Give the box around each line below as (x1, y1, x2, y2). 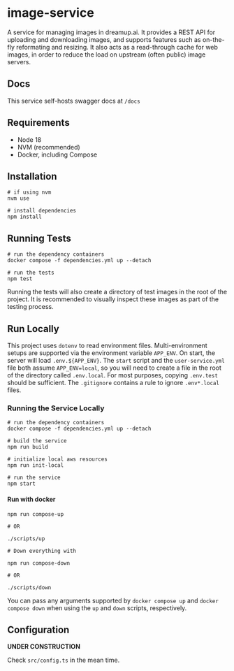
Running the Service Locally (7, 403, 105, 413)
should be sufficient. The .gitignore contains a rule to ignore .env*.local (7, 379, 220, 387)
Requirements (7, 117, 70, 129)
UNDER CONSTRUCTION (7, 642, 80, 651)
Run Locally (7, 323, 59, 335)
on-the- (202, 35, 225, 43)
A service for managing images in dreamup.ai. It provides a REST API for (7, 28, 216, 36)
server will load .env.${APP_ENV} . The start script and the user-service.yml (7, 356, 225, 364)
